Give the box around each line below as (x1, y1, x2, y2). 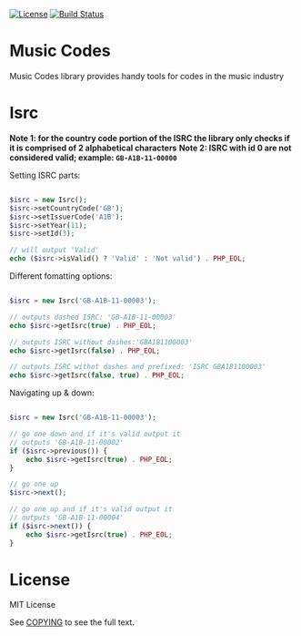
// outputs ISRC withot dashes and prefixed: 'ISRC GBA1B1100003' (9, 363, 266, 372)
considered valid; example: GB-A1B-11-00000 (9, 151, 177, 163)
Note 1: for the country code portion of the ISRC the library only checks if (9, 132, 290, 143)
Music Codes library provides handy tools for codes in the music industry (9, 70, 285, 81)
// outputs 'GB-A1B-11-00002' (9, 437, 125, 446)
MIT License (9, 600, 56, 610)
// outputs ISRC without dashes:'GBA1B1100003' (9, 337, 194, 346)
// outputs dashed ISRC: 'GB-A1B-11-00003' (9, 313, 177, 322)
